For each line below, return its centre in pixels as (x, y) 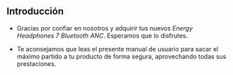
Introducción (35, 11)
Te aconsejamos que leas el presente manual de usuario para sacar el (117, 49)
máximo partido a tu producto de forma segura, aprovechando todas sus (121, 56)
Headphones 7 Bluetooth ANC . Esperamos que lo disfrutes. (102, 35)
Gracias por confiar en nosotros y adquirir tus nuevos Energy (105, 28)
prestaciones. (36, 64)
